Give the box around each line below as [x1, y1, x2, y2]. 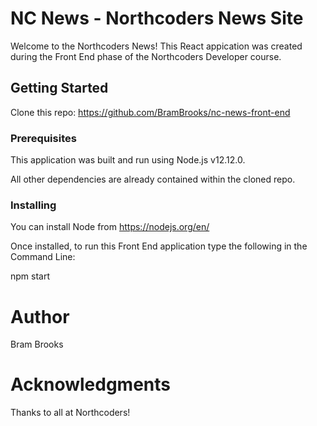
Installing [10, 198, 57, 212]
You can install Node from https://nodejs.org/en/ [10, 221, 210, 233]
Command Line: [10, 251, 76, 263]
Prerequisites [10, 131, 77, 145]
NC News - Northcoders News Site [10, 7, 304, 30]
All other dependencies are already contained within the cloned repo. [10, 173, 296, 186]
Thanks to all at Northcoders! [10, 407, 131, 419]
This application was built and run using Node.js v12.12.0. [10, 154, 246, 166]
